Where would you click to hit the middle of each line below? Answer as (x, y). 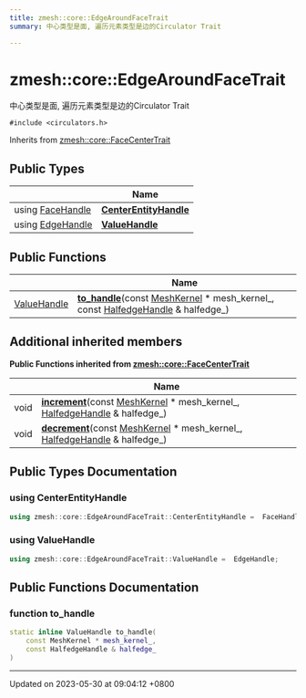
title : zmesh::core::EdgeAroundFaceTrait (89, 18)
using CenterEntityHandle (68, 498)
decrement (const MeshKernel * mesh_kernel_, (142, 428)
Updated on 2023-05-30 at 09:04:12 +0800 (92, 683)
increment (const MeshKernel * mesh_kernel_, (140, 401)
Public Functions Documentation (104, 588)
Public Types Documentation (93, 472)
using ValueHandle (52, 540)
